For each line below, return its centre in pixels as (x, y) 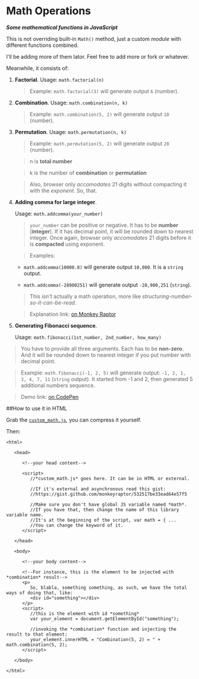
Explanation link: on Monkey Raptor (73, 314)
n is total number (51, 161)
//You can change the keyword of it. (77, 525)
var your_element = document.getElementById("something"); (105, 618)
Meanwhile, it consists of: (37, 68)
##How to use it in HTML (37, 408)
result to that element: (37, 634)
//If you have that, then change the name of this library (105, 510)
